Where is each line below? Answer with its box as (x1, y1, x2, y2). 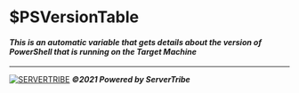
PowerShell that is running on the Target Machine (9, 46, 198, 57)
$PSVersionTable (9, 7, 140, 27)
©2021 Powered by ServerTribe (71, 74, 191, 85)
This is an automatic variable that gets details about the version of (9, 36, 263, 47)
